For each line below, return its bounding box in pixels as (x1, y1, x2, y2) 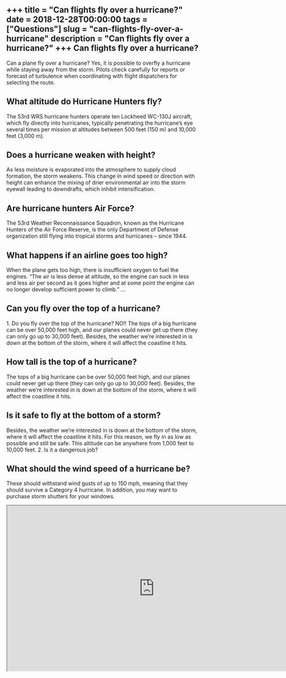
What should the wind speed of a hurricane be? (6, 464, 191, 474)
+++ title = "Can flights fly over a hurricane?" (6, 5, 183, 15)
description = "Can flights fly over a (50, 34, 190, 44)
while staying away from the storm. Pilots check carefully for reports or (6, 65, 185, 73)
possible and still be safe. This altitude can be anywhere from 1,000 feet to (6, 439, 194, 447)
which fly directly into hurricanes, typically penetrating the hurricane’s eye (6, 119, 194, 126)
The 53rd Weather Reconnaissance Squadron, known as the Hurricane (6, 219, 185, 227)
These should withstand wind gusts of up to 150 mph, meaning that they (6, 479, 188, 487)
